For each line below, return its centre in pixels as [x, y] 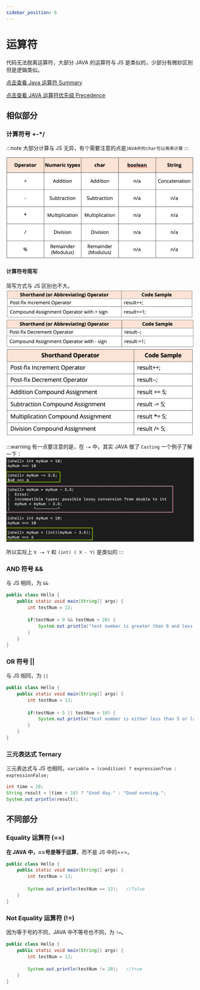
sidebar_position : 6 [32, 13]
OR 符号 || [20, 661]
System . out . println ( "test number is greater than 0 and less [115, 626]
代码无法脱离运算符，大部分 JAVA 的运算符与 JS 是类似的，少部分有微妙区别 [100, 62]
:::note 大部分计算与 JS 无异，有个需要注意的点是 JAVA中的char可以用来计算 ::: [98, 148]
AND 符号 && [25, 569]
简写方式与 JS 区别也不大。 [40, 285]
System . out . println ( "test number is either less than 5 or [112, 719]
